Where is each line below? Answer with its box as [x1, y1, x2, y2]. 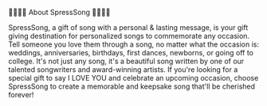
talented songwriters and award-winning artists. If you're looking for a [8, 65, 238, 74]
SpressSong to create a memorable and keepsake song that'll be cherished [8, 81, 256, 91]
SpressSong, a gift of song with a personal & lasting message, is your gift [8, 23, 249, 32]
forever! [8, 90, 34, 99]
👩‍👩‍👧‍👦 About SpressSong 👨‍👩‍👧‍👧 [8, 8, 111, 17]
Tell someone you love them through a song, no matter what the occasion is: [8, 40, 259, 49]
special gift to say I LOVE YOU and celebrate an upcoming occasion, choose [8, 74, 259, 82]
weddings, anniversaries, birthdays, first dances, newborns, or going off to [8, 48, 253, 57]
